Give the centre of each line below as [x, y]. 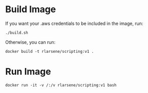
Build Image [31, 9]
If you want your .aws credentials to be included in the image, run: [74, 23]
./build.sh [17, 33]
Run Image [28, 72]
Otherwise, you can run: [30, 42]
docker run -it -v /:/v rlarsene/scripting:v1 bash [61, 85]
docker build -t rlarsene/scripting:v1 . [50, 51]
